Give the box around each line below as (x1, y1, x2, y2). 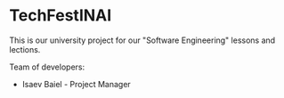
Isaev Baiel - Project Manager (21, 78, 131, 89)
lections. (9, 44, 41, 54)
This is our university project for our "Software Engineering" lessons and (9, 35, 276, 45)
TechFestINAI (9, 5, 112, 26)
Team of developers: (9, 61, 85, 72)
